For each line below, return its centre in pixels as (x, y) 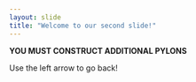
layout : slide (35, 17)
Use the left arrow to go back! (63, 68)
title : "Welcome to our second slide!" (83, 26)
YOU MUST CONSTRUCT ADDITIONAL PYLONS (98, 50)
